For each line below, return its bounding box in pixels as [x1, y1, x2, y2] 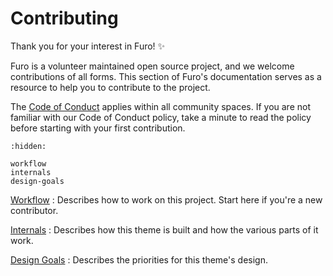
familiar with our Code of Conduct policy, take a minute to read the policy [10, 111, 312, 123]
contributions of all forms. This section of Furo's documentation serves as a [10, 70, 322, 82]
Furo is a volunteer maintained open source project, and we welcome [10, 60, 295, 72]
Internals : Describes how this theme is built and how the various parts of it [10, 223, 319, 236]
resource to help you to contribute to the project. [10, 81, 211, 93]
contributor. [10, 204, 59, 216]
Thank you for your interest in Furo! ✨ [10, 40, 166, 52]
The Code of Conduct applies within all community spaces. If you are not [10, 100, 311, 112]
